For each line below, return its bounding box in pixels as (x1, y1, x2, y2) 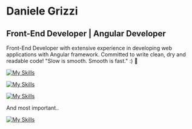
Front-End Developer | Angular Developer (6, 28, 167, 39)
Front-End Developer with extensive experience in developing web (6, 44, 173, 51)
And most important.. (6, 104, 59, 111)
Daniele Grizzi (6, 4, 78, 18)
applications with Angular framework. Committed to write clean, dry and (6, 51, 187, 58)
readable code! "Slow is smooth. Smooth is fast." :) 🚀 (6, 58, 138, 64)
